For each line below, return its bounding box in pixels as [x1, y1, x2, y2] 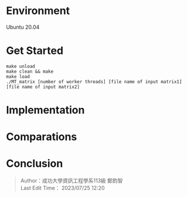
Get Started [6, 44, 63, 57]
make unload [6, 63, 35, 69]
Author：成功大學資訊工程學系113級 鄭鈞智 [20, 177, 123, 184]
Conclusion [6, 157, 63, 171]
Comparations [6, 130, 77, 144]
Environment [6, 4, 70, 18]
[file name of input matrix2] [6, 84, 80, 90]
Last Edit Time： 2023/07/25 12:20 [20, 185, 105, 192]
